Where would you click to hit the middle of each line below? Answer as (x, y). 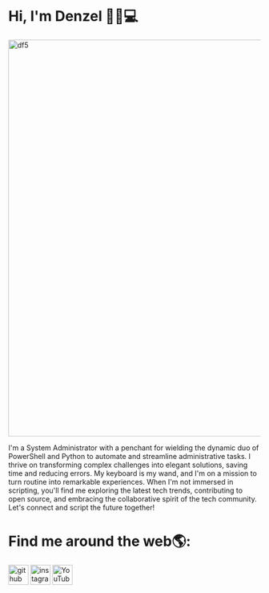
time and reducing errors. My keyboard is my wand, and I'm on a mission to (133, 473)
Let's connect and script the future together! (82, 507)
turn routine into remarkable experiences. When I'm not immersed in (121, 481)
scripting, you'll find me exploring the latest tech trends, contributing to (125, 490)
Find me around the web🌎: (100, 541)
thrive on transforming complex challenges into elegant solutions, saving (128, 465)
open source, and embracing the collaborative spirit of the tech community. (133, 498)
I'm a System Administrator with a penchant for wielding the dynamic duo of (134, 448)
